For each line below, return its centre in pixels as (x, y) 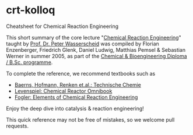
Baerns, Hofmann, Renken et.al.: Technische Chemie (78, 84)
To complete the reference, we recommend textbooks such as (81, 73)
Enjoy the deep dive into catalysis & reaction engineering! (75, 108)
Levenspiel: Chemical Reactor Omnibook (63, 91)
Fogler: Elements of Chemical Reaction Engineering (76, 97)
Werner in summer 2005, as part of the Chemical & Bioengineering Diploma (97, 56)
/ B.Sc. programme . (29, 62)
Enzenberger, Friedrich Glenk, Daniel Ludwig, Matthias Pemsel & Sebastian (96, 49)
